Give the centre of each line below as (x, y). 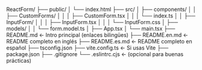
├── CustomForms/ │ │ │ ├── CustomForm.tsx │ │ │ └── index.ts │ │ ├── (101, 16)
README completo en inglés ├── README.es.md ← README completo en (99, 41)
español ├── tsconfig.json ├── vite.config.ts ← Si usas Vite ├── (87, 48)
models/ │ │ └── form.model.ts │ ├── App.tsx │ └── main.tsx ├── (91, 28)
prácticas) (19, 61)
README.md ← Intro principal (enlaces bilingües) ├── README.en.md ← (97, 35)
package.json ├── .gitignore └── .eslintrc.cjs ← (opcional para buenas (95, 54)
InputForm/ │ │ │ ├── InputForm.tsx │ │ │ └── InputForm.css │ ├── (92, 22)
